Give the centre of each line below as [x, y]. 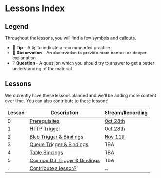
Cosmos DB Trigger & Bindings [65, 160]
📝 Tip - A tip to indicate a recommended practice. [62, 47]
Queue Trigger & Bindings [59, 144]
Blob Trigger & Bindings [56, 137]
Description [65, 112]
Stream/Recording [126, 112]
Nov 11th [115, 137]
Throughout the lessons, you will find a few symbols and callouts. [71, 38]
